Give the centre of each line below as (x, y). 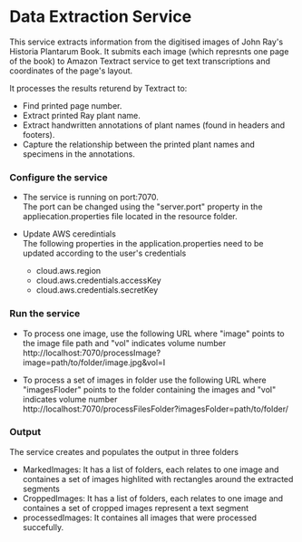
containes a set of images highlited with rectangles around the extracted (158, 479)
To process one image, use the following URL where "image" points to (154, 334)
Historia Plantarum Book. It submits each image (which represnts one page (149, 51)
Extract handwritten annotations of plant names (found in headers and (154, 125)
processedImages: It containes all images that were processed (139, 518)
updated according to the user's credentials (104, 253)
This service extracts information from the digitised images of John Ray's (146, 42)
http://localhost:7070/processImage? (92, 353)
